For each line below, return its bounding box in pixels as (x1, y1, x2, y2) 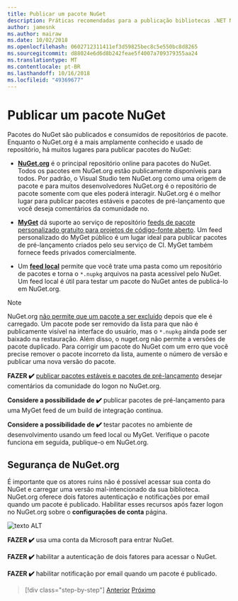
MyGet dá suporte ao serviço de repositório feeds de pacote (17, 218, 196, 227)
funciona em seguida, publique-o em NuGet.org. (7, 438, 149, 447)
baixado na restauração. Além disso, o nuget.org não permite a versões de (7, 335, 225, 343)
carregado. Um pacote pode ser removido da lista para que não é (7, 320, 198, 329)
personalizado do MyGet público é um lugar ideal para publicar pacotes (17, 233, 227, 242)
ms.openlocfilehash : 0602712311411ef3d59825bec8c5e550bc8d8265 (7, 43, 198, 50)
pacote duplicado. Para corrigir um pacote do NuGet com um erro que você (7, 342, 229, 351)
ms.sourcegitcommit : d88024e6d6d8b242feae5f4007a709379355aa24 (7, 50, 198, 57)
